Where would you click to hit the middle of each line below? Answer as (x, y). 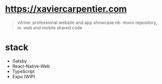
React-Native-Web (31, 66)
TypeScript (23, 71)
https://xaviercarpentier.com (66, 9)
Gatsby (19, 61)
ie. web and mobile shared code (50, 27)
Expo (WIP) (24, 76)
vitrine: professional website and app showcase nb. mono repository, (87, 22)
